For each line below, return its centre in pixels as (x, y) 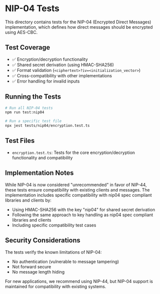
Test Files (20, 141)
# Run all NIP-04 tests (29, 108)
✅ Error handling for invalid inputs (46, 81)
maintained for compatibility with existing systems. (56, 286)
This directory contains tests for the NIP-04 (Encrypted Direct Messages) (78, 22)
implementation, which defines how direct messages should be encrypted (79, 27)
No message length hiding (38, 272)
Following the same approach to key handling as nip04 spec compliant (83, 215)
